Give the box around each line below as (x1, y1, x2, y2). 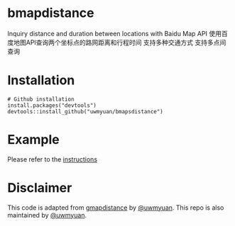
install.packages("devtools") (7, 101, 97, 109)
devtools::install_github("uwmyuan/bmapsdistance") (7, 108, 163, 115)
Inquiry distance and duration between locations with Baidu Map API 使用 (7, 29, 222, 38)
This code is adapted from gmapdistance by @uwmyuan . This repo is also (7, 203, 224, 212)
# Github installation (7, 96, 75, 103)
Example (7, 132, 60, 148)
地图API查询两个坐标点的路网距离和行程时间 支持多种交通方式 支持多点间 (13, 38, 226, 47)
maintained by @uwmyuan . (7, 210, 87, 219)
